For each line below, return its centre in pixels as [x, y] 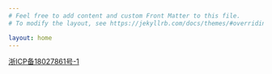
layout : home [30, 38]
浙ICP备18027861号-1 [44, 62]
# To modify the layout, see [57, 23]
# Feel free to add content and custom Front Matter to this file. [125, 16]
